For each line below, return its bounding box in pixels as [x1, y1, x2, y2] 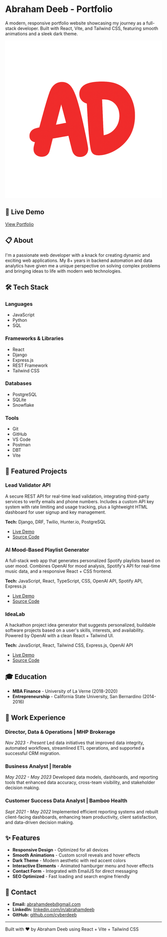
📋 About [5, 236, 33, 245]
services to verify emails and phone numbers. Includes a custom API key [5, 498, 154, 504]
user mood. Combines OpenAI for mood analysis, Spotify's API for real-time [5, 563, 161, 569]
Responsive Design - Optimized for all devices [12, 847, 108, 853]
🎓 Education [5, 672, 47, 681]
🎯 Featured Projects [5, 467, 68, 475]
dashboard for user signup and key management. [5, 509, 106, 515]
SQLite [12, 396, 26, 403]
